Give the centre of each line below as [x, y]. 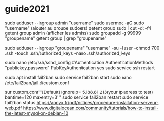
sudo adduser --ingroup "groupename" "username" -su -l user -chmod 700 [82, 48]
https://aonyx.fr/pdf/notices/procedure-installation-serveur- [97, 102]
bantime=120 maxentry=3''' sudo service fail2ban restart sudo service [77, 97]
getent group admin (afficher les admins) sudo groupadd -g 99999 [73, 33]
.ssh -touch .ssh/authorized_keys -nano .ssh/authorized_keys [68, 53]
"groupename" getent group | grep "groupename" [56, 38]
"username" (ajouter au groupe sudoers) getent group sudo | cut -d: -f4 [78, 28]
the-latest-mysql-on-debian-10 [37, 113]
